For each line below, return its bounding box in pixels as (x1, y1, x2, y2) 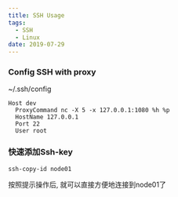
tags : (8, 19, 26, 27)
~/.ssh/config (8, 84, 52, 94)
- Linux (15, 33, 41, 42)
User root (15, 127, 47, 135)
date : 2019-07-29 (8, 41, 65, 49)
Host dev (8, 100, 37, 108)
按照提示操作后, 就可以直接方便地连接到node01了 (8, 180, 166, 189)
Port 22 (15, 120, 41, 128)
